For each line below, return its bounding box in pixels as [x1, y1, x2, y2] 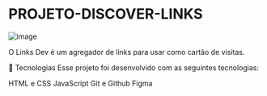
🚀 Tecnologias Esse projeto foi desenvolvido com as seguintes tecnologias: [8, 62, 260, 73]
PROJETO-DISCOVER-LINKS [8, 5, 204, 23]
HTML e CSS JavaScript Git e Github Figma [8, 78, 153, 88]
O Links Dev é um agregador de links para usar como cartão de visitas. [8, 47, 245, 56]
